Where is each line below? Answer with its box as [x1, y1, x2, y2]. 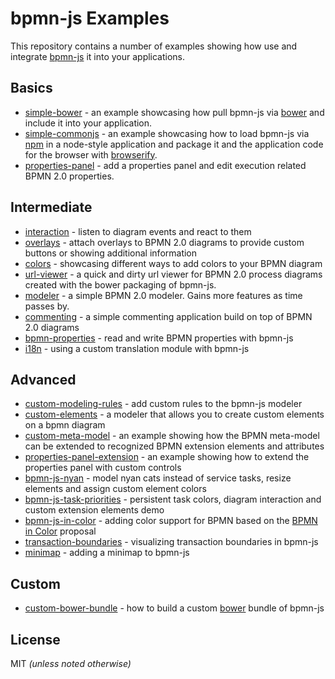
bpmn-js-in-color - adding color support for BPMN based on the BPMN [24, 515, 318, 527]
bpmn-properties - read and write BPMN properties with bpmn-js [24, 332, 294, 344]
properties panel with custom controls [24, 462, 182, 474]
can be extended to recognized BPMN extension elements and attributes [24, 440, 325, 452]
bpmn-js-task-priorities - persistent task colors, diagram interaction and [24, 493, 322, 506]
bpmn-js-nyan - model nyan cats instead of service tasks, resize [24, 472, 292, 484]
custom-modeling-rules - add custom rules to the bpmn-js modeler [24, 398, 303, 410]
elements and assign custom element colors [24, 483, 207, 495]
